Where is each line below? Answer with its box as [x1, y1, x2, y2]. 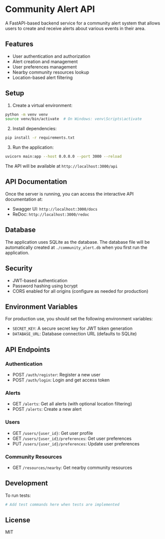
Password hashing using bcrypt [12, 283, 78, 289]
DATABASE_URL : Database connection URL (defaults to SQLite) [12, 331, 137, 337]
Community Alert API [5, 4, 95, 15]
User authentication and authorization [12, 53, 91, 59]
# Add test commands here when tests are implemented [5, 502, 120, 507]
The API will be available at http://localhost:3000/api [5, 163, 118, 169]
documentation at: [5, 196, 43, 202]
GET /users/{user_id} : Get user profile [12, 430, 93, 436]
